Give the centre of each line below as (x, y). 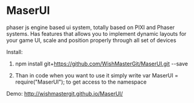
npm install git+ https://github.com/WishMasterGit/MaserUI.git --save (102, 64)
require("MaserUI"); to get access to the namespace (81, 82)
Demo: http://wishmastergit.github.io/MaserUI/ (65, 93)
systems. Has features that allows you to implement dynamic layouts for (96, 33)
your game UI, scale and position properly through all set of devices (91, 40)
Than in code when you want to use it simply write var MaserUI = (96, 75)
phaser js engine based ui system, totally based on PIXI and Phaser (91, 27)
